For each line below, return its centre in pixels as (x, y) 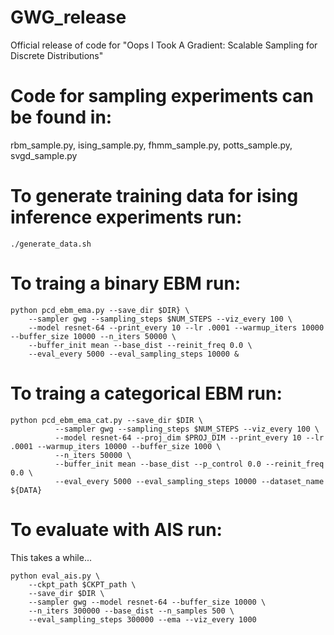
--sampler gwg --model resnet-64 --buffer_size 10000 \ (147, 602)
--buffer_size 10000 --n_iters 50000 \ (93, 336)
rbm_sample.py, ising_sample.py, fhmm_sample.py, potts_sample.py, (151, 145)
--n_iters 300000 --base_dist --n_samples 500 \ (131, 611)
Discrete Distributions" (57, 55)
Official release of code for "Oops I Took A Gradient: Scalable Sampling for (164, 45)
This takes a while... (51, 557)
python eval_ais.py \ (55, 576)
